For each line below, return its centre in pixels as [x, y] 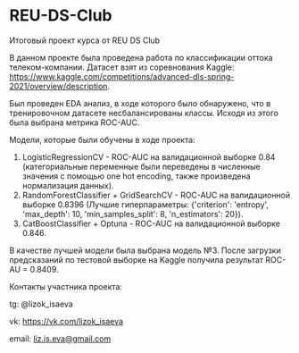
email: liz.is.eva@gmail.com [60, 338]
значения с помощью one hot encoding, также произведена [137, 176]
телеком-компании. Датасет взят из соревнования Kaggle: [122, 67]
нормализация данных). [68, 185]
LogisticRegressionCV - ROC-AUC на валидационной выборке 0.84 [149, 156]
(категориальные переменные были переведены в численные [141, 166]
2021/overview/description [58, 86]
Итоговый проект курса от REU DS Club [85, 40]
